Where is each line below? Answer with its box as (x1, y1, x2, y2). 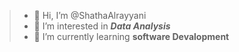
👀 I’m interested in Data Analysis (33, 20, 171, 32)
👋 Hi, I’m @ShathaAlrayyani (33, 10, 147, 21)
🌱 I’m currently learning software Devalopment (33, 31, 230, 42)
